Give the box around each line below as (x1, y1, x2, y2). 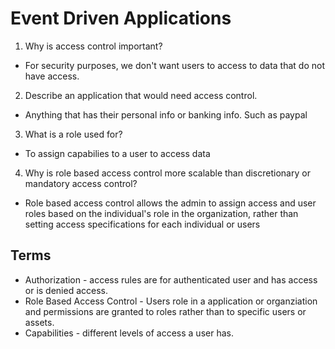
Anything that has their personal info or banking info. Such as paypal (24, 108, 308, 121)
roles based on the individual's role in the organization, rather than (24, 207, 299, 219)
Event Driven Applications (10, 7, 232, 30)
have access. (24, 70, 80, 82)
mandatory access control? (24, 177, 138, 189)
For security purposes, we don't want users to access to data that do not (24, 59, 325, 71)
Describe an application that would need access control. (24, 89, 258, 101)
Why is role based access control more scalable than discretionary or (24, 167, 311, 179)
